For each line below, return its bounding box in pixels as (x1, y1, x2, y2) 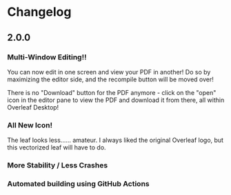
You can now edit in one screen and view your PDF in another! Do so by (7, 68, 211, 76)
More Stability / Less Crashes (7, 161, 108, 170)
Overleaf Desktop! (7, 103, 59, 111)
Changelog (7, 4, 72, 20)
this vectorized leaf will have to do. (7, 143, 106, 152)
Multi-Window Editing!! (7, 52, 87, 62)
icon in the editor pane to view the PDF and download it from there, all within (7, 96, 225, 104)
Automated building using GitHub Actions (7, 179, 150, 189)
